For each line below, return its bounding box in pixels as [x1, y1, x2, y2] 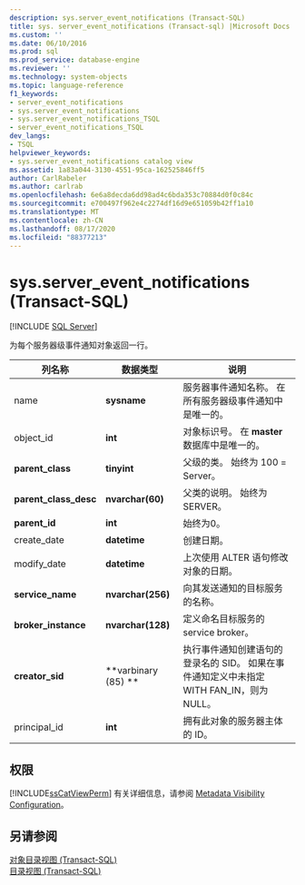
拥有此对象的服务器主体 [182, 714, 283, 727]
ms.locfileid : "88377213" [9, 232, 107, 241]
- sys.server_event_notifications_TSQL [9, 114, 161, 123]
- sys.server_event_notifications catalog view [9, 156, 193, 166]
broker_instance [14, 619, 86, 632]
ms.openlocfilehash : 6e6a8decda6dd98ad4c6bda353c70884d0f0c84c [9, 191, 254, 200]
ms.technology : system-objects [9, 73, 128, 82]
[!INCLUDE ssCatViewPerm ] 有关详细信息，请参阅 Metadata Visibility [9, 788, 265, 799]
